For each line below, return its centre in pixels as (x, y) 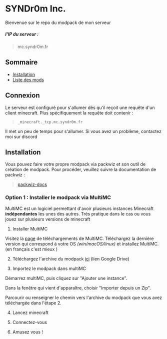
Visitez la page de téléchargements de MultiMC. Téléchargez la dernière (79, 238)
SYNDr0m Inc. (35, 9)
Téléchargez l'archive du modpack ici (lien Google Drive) (71, 258)
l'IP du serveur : (22, 34)
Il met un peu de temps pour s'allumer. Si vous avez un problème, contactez (83, 131)
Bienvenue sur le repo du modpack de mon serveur (58, 22)
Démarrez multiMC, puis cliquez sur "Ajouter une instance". (66, 278)
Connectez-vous (30, 322)
